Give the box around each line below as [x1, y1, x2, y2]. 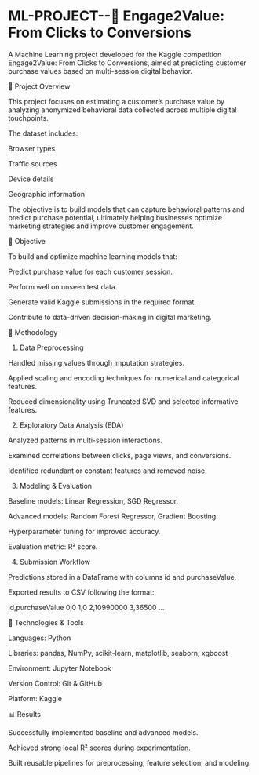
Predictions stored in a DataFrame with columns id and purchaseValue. [8, 572, 237, 581]
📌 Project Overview [8, 82, 71, 91]
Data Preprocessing [19, 343, 84, 352]
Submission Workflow [19, 557, 90, 566]
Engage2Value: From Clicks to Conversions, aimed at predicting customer [8, 58, 247, 67]
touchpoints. [8, 113, 49, 122]
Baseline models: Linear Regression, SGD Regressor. [8, 496, 179, 505]
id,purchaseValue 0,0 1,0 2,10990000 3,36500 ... [8, 602, 165, 612]
